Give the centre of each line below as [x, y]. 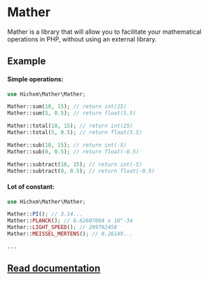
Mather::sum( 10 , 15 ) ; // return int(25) [67, 107]
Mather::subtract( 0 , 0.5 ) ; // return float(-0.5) [81, 171]
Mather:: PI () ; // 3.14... [45, 214]
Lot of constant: [31, 187]
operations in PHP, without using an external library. [82, 39]
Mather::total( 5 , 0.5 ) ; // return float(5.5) [75, 133]
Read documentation [54, 269]
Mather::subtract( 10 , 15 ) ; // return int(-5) [75, 164]
